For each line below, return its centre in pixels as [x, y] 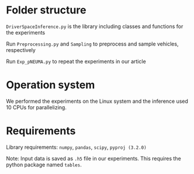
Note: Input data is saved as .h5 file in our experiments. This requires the [93, 158]
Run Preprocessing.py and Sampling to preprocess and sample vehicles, [92, 44]
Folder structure [46, 10]
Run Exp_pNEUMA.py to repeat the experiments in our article [76, 61]
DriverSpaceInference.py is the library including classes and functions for [95, 26]
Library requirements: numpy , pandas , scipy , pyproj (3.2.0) [77, 147]
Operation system [51, 85]
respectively [21, 50]
